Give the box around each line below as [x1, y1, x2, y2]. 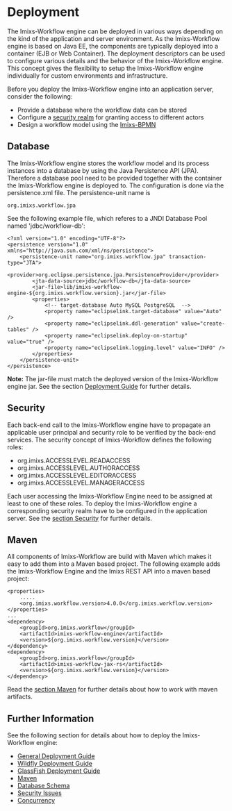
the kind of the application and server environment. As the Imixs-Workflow [7, 34, 220, 42]
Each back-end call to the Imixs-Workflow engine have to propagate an [7, 421, 210, 429]
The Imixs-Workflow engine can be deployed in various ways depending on [7, 27, 224, 35]
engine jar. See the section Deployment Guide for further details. [7, 382, 192, 390]
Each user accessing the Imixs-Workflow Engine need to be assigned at [7, 492, 213, 500]
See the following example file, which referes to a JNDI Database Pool [7, 214, 208, 222]
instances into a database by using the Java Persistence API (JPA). [7, 166, 199, 174]
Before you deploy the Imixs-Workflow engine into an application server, [7, 85, 214, 93]
